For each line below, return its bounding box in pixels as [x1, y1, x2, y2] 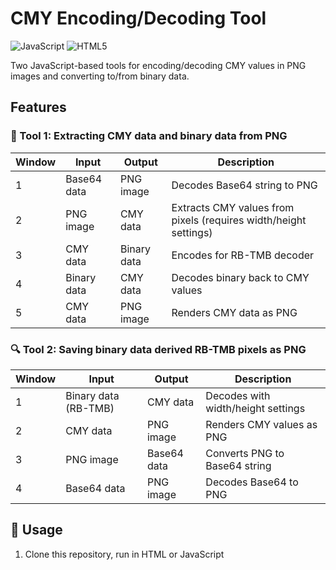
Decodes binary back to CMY [171, 270, 310, 284]
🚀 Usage [10, 522, 63, 539]
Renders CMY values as [205, 417, 318, 431]
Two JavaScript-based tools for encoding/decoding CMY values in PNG [10, 59, 307, 71]
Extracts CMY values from [171, 200, 295, 214]
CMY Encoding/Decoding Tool [10, 7, 267, 30]
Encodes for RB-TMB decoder [171, 248, 315, 262]
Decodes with [205, 388, 271, 402]
